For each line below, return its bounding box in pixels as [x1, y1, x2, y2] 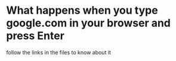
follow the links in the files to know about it [6, 48, 112, 56]
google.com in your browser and [6, 16, 171, 30]
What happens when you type [6, 4, 158, 17]
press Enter [6, 29, 64, 42]
